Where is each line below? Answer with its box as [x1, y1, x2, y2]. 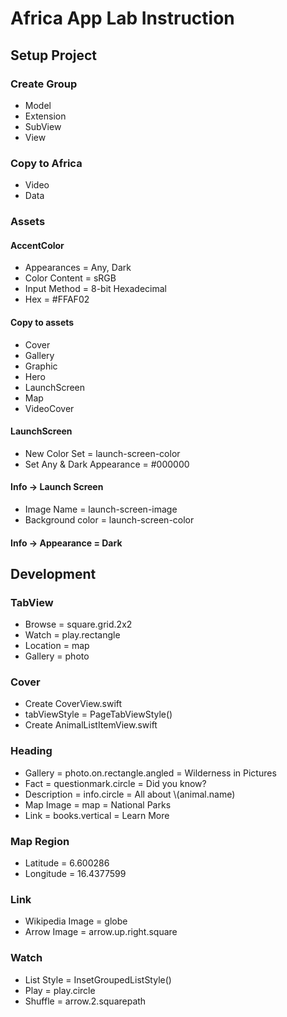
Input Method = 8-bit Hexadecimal [24, 283, 167, 295]
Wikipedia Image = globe [24, 915, 128, 927]
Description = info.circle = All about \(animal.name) [24, 788, 236, 800]
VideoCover [24, 402, 75, 414]
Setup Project [10, 47, 98, 64]
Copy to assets [10, 316, 75, 328]
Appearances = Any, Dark [24, 262, 132, 274]
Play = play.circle [24, 984, 96, 996]
